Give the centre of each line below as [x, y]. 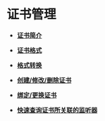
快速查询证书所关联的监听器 [57, 110]
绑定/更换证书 [37, 95]
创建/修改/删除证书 [44, 80]
